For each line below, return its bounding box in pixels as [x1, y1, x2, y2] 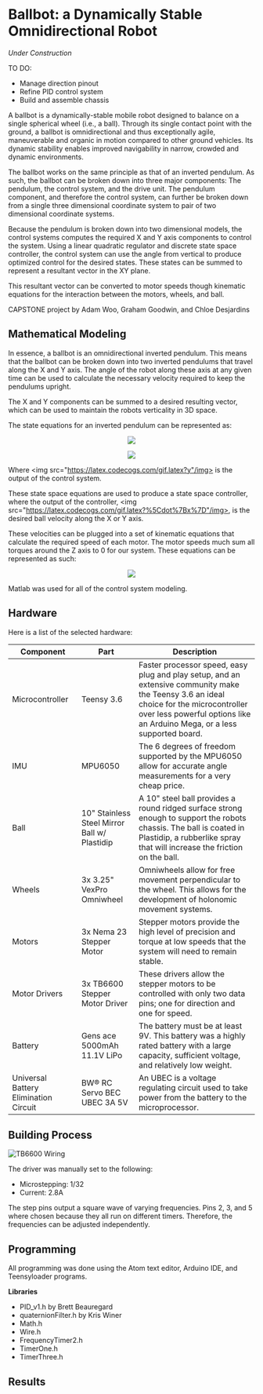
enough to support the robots [138, 812, 247, 823]
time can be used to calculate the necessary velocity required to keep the [8, 373, 246, 382]
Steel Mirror [81, 817, 125, 828]
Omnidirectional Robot [8, 22, 158, 40]
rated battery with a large [138, 1040, 232, 1051]
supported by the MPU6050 [138, 750, 243, 761]
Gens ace [81, 1030, 117, 1041]
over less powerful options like [138, 708, 251, 719]
